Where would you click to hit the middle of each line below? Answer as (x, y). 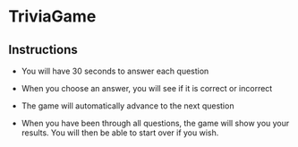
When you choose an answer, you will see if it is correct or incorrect (147, 88)
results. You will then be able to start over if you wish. (120, 133)
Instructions (43, 50)
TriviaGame (52, 17)
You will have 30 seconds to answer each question (115, 71)
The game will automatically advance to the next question (128, 106)
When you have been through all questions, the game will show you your (155, 123)
